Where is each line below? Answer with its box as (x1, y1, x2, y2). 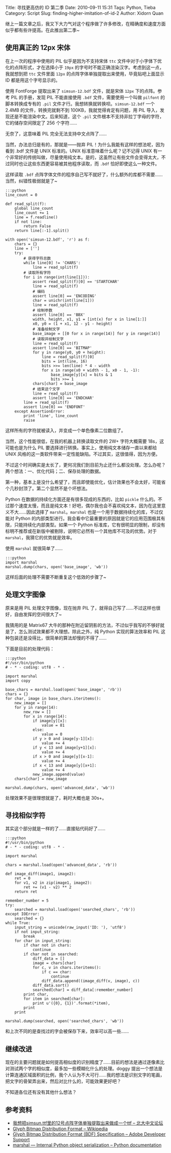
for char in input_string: (14, 938, 72, 943)
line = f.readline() (14, 215, 58, 220)
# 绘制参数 (32, 308, 52, 313)
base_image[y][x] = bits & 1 (50, 372, 113, 377)
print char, (23, 992, 49, 997)
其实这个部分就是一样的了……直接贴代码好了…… (5, 826, 106, 832)
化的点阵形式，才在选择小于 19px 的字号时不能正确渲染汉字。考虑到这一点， (5, 64, 164, 70)
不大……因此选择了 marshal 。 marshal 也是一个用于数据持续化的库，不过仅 (9, 509, 164, 515)
